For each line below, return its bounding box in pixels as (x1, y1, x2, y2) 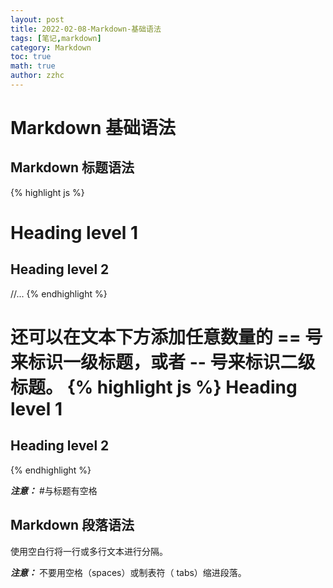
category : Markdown (10, 42, 92, 53)
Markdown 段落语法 (10, 517, 135, 534)
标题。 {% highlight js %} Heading (10, 376, 298, 399)
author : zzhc (10, 71, 65, 81)
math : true (10, 61, 56, 71)
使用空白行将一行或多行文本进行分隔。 (10, 545, 168, 557)
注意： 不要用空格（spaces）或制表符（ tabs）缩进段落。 (10, 566, 247, 578)
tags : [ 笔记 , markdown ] (10, 33, 102, 43)
